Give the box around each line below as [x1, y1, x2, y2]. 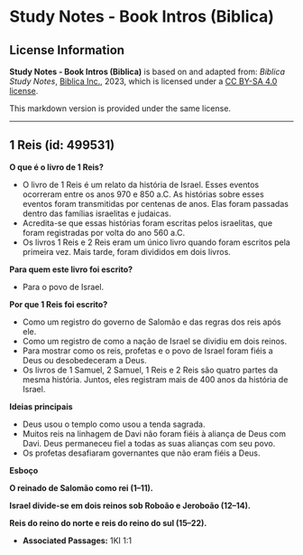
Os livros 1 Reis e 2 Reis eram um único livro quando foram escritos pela [22, 237, 290, 248]
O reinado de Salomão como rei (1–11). [9, 482, 153, 494]
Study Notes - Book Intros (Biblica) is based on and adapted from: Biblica [9, 66, 286, 77]
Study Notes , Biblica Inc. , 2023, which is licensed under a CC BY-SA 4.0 [9, 76, 278, 87]
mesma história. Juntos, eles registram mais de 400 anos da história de [22, 373, 289, 385]
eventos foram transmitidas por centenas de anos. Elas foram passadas [22, 198, 289, 209]
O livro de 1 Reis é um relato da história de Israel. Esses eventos [22, 179, 260, 190]
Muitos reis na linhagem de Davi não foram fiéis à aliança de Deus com [22, 428, 287, 439]
